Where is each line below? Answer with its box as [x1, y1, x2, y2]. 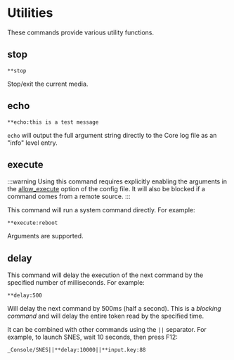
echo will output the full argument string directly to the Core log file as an [7, 131, 217, 139]
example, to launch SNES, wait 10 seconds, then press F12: [7, 333, 178, 342]
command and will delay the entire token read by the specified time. [7, 311, 204, 321]
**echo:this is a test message [7, 118, 99, 126]
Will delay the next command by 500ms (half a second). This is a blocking [7, 304, 221, 313]
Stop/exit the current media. [7, 79, 89, 88]
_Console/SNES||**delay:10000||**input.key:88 [7, 347, 146, 354]
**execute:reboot [7, 219, 58, 226]
